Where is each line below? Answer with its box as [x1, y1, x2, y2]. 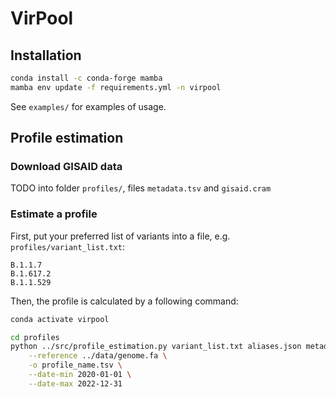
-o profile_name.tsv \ [28, 360, 123, 371]
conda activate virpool [10, 314, 110, 324]
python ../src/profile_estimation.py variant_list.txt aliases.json [10, 342, 302, 352]
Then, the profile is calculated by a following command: [10, 295, 239, 307]
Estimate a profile [10, 207, 98, 221]
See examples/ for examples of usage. [10, 100, 167, 112]
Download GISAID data [10, 160, 123, 174]
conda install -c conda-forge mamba [10, 73, 163, 83]
